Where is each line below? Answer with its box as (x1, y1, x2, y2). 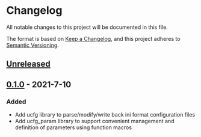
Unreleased (6, 59, 51, 69)
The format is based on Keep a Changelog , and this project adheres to (6, 35, 181, 42)
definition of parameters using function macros (14, 124, 132, 131)
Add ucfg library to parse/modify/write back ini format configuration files (14, 111, 196, 118)
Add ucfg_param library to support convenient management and (14, 118, 175, 125)
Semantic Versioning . (6, 41, 59, 49)
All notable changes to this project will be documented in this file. (6, 23, 169, 31)
